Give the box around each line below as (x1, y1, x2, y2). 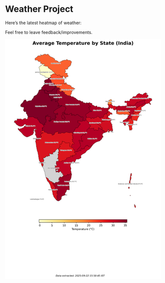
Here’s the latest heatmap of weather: (5, 20, 82, 26)
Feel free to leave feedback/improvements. (5, 29, 93, 35)
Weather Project (5, 3, 74, 15)
